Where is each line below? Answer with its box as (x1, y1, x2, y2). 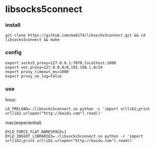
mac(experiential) (5, 120, 42, 126)
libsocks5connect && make (5, 37, 60, 42)
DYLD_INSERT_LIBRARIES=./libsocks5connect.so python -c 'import (5, 134, 143, 139)
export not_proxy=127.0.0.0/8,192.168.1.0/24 (5, 64, 102, 70)
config (5, 49, 22, 56)
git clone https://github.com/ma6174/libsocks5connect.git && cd (5, 33, 145, 38)
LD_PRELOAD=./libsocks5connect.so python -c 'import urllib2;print (5, 107, 150, 112)
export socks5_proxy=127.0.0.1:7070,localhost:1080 (5, 60, 116, 65)
